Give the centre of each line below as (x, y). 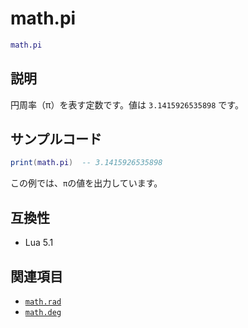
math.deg (43, 312)
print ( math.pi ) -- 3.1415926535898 (86, 163)
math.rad (43, 302)
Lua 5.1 (39, 243)
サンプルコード (56, 139)
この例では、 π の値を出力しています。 (86, 183)
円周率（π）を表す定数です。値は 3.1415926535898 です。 (127, 104)
